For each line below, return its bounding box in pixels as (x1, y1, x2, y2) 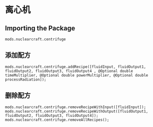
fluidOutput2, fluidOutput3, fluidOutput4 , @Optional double (5, 68, 133, 73)
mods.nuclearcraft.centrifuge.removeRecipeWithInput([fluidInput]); (5, 105, 146, 110)
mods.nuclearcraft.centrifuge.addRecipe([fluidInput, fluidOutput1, (5, 64, 146, 69)
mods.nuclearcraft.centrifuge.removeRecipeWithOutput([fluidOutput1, (5, 109, 149, 114)
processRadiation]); (5, 77, 47, 82)
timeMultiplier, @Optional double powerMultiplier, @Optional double (5, 73, 149, 78)
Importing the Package (5, 24, 76, 32)
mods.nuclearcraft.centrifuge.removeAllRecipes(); (5, 117, 109, 122)
